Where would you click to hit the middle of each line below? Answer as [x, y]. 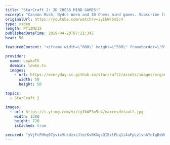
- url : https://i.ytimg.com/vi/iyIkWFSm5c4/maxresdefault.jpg [77, 112]
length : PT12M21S [24, 29]
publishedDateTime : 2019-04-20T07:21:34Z [50, 33]
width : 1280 [27, 116]
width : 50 [29, 80]
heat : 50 [14, 38]
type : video [18, 24]
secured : [14, 135]
